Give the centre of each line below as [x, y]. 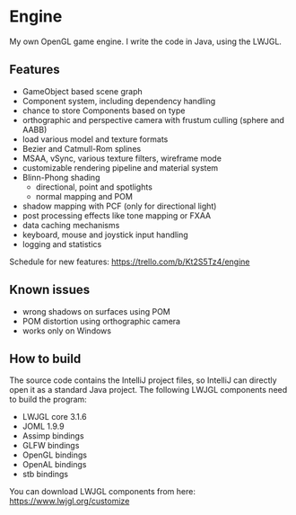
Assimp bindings [53, 436]
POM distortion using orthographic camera [101, 321]
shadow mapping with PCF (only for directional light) [119, 206]
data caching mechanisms [71, 225]
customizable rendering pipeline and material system [120, 167]
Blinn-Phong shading [61, 177]
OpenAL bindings [54, 465]
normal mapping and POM [84, 196]
